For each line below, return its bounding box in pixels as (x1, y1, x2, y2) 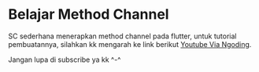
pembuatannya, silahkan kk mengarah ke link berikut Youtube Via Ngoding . (8, 39, 252, 49)
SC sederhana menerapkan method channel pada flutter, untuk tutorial (8, 31, 237, 41)
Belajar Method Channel (8, 5, 169, 23)
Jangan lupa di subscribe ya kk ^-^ (8, 55, 121, 64)
